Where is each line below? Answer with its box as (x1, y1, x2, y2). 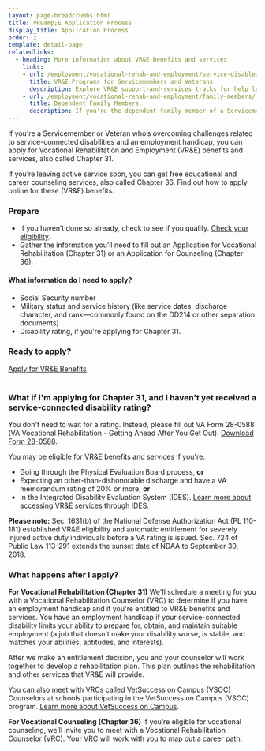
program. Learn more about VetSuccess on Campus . (8, 702, 180, 712)
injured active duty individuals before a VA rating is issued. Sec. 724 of (8, 533, 238, 543)
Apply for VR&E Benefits (8, 364, 87, 374)
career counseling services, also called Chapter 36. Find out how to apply (8, 178, 248, 186)
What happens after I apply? (8, 569, 119, 580)
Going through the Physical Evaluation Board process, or (19, 467, 204, 477)
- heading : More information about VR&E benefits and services (15, 56, 227, 64)
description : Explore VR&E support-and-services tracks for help (28, 84, 248, 93)
